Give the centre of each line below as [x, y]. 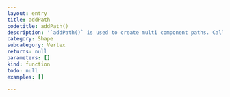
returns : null [27, 52]
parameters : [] [29, 58]
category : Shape [30, 39]
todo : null [23, 70]
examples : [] [26, 77]
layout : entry [27, 13]
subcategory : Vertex [37, 45]
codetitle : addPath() [38, 26]
